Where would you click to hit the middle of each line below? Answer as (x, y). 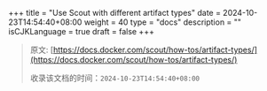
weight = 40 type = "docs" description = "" (162, 22)
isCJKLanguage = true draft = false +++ (81, 31)
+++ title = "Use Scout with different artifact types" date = (114, 13)
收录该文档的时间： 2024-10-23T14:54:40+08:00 (115, 78)
